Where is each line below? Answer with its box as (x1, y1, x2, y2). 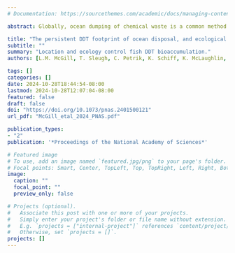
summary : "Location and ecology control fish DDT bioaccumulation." (7, 48, 211, 56)
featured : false (7, 94, 55, 101)
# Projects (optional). (7, 203, 77, 210)
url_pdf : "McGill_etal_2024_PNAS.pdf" (7, 113, 120, 120)
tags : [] (7, 68, 33, 75)
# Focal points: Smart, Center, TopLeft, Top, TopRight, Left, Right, (7, 164, 218, 171)
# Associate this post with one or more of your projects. (7, 209, 190, 217)
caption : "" (13, 178, 49, 185)
